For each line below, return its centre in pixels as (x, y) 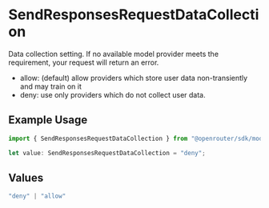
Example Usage (48, 120)
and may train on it (51, 86)
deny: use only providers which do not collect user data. (112, 94)
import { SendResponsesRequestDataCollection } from (98, 138)
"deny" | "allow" (37, 196)
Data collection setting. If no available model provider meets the (113, 54)
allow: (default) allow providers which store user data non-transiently (134, 78)
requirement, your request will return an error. (84, 62)
